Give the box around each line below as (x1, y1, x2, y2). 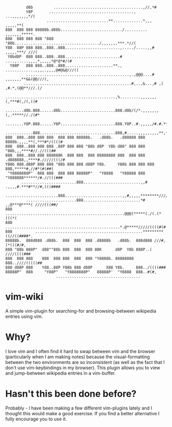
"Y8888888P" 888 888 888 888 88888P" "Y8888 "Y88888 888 (7, 171, 145, 176)
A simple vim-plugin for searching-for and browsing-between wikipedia (5, 308, 157, 314)
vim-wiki (5, 291, 44, 302)
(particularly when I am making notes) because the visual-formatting (5, 354, 150, 360)
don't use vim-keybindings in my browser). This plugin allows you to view (5, 364, 160, 371)
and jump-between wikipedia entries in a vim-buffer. (5, 370, 116, 376)
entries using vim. (5, 313, 43, 319)
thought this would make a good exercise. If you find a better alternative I (5, 410, 160, 416)
